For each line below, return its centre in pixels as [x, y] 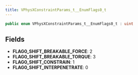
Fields [15, 39]
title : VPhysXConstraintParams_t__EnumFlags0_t [56, 10]
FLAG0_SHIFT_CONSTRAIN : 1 [43, 62]
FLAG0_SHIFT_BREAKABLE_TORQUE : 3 [54, 57]
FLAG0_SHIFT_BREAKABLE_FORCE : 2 [52, 51]
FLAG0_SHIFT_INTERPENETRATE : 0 [50, 67]
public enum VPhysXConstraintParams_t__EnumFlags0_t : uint [70, 24]
